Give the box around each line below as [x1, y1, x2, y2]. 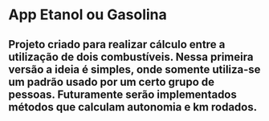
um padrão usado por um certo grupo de [8, 75, 215, 89]
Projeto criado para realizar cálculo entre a [8, 38, 226, 51]
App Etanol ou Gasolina [8, 6, 167, 24]
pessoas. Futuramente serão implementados [8, 87, 237, 101]
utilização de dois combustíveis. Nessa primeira [8, 50, 254, 63]
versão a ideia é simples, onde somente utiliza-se [8, 63, 261, 76]
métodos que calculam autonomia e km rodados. [8, 100, 258, 114]
